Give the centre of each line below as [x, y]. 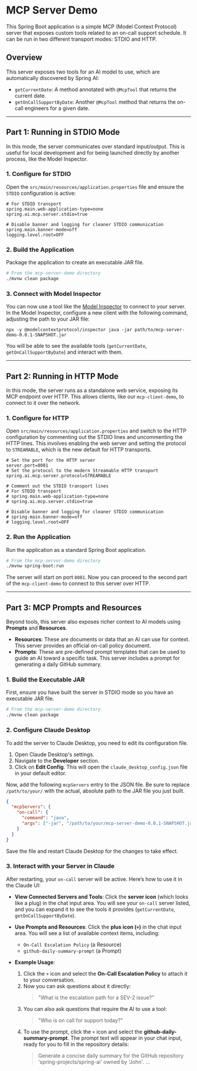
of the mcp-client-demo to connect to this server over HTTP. [78, 584]
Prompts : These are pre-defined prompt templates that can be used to [100, 652]
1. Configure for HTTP [38, 418]
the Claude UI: [23, 885]
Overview [24, 57]
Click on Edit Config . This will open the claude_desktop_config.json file [101, 767]
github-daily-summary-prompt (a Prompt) [72, 950]
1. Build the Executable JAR [45, 680]
